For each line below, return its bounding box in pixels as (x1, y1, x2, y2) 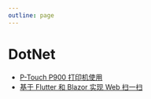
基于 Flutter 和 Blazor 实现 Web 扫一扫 (19, 82, 143, 91)
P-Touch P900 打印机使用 (19, 72, 103, 82)
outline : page (8, 11, 55, 20)
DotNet (8, 45, 56, 63)
